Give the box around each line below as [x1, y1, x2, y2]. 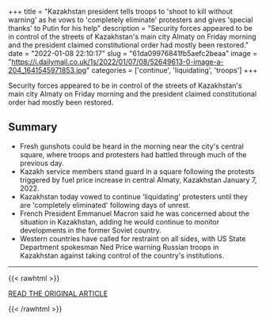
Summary [8, 120, 58, 134]
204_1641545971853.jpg [8, 66, 87, 74]
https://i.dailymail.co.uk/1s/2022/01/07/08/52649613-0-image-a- [11, 57, 224, 66]
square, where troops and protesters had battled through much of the [19, 149, 247, 159]
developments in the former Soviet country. [19, 225, 162, 235]
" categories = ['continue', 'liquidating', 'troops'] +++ [85, 66, 258, 74]
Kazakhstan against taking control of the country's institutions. [19, 251, 224, 260]
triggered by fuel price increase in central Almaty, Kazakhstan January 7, [19, 175, 257, 184]
